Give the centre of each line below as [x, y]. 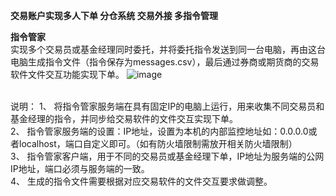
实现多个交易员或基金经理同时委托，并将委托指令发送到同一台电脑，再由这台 [168, 49]
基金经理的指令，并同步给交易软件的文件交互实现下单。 [124, 118]
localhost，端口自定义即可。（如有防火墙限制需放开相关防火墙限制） [158, 143]
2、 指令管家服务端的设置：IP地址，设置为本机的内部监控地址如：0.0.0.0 [159, 131]
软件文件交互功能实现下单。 [67, 74]
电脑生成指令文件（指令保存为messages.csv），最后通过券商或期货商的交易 [165, 62]
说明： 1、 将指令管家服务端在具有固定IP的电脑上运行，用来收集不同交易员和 [167, 106]
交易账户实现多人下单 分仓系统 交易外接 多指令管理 [114, 15]
